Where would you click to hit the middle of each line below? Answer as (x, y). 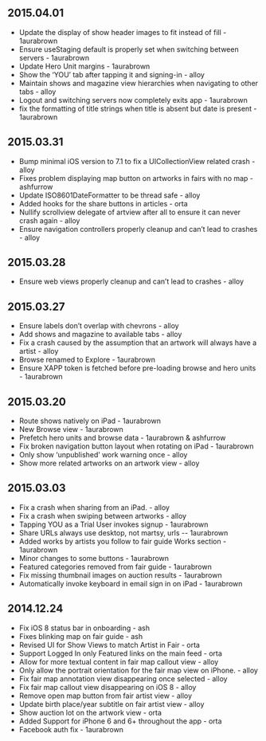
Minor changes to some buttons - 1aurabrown (94, 558)
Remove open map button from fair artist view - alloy (106, 696)
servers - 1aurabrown (54, 57)
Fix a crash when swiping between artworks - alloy (103, 516)
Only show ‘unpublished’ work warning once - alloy (103, 455)
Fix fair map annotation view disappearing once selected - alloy (123, 678)
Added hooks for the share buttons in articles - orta (103, 203)
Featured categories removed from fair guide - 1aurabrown (115, 567)
